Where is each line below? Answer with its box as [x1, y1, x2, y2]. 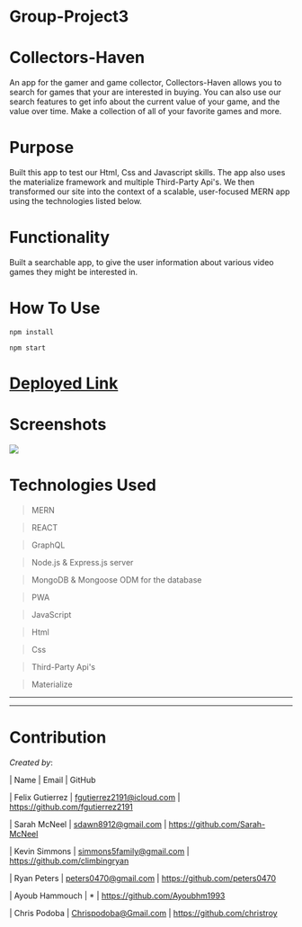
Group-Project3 [9, 6, 129, 27]
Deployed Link [9, 373, 119, 394]
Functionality [9, 227, 111, 248]
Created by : [9, 757, 54, 768]
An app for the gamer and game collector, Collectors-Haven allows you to [9, 77, 282, 88]
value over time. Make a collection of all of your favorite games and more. [9, 106, 282, 117]
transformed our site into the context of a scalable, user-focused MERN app [9, 186, 290, 197]
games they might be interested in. [9, 267, 138, 277]
